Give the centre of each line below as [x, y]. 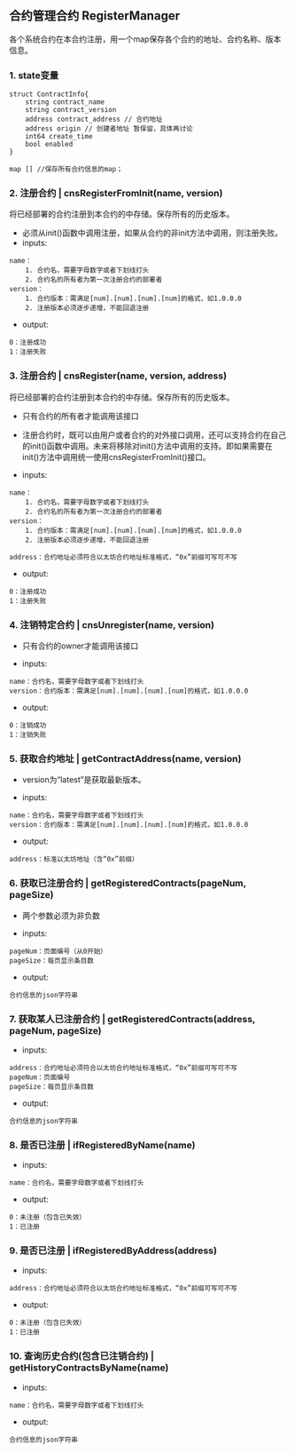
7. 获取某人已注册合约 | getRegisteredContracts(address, [132, 1019]
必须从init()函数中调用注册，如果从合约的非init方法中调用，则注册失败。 [152, 233]
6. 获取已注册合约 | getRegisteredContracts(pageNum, [128, 884]
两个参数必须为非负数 [61, 915]
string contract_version [71, 110]
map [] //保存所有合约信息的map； [66, 170]
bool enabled [49, 145]
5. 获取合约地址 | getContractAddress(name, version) [125, 758]
